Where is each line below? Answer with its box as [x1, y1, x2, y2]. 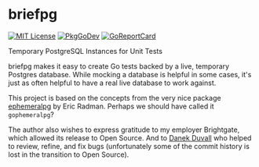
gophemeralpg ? [8, 109, 55, 119]
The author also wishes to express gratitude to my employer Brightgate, [8, 125, 240, 134]
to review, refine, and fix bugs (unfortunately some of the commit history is [8, 141, 250, 151]
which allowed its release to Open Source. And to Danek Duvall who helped [8, 133, 252, 142]
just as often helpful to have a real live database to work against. [8, 78, 217, 87]
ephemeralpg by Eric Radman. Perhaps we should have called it [8, 101, 214, 111]
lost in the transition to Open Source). [8, 150, 129, 159]
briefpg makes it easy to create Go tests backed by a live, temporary [8, 61, 230, 71]
